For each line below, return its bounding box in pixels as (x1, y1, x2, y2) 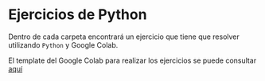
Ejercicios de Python (8, 6, 147, 24)
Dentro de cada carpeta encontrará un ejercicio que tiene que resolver (8, 32, 240, 41)
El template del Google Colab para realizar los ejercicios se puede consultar (8, 56, 257, 65)
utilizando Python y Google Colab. (8, 40, 119, 49)
